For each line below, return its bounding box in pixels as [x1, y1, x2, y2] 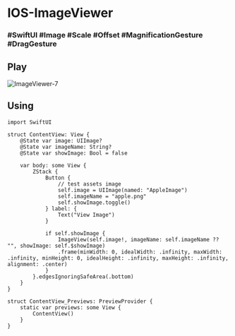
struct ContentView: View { [7, 131, 90, 138]
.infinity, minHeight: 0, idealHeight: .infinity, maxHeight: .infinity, [7, 254, 229, 262]
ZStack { [32, 168, 59, 175]
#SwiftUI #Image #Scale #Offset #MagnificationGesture [7, 30, 203, 40]
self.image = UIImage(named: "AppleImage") [57, 186, 188, 193]
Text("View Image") [57, 211, 115, 218]
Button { [44, 174, 71, 181]
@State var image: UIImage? [20, 137, 102, 144]
